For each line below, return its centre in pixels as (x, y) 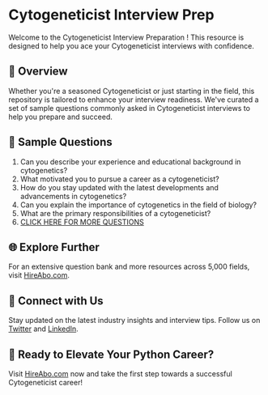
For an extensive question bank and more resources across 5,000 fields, (129, 267)
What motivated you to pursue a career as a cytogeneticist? (120, 179)
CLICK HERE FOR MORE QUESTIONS (82, 222)
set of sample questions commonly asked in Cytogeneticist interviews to (130, 108)
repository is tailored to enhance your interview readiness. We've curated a (134, 100)
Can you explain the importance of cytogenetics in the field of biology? (138, 205)
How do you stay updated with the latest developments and (119, 187)
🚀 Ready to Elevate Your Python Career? (111, 354)
